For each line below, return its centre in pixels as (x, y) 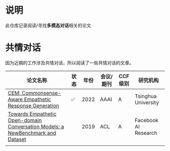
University (147, 102)
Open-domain (25, 120)
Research (146, 133)
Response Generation (33, 105)
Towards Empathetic (32, 114)
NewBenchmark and (32, 133)
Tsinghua (146, 96)
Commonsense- (42, 93)
